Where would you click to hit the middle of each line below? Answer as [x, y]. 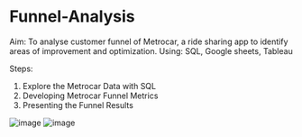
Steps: [21, 68]
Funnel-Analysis [72, 17]
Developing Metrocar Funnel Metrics [90, 96]
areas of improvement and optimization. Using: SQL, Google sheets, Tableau [151, 50]
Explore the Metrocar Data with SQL [89, 86]
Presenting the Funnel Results [78, 105]
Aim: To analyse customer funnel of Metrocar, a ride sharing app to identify [149, 41]
